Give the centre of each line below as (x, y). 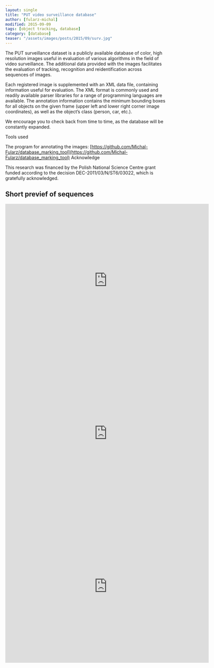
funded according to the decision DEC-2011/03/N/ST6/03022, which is (79, 173)
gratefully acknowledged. (32, 178)
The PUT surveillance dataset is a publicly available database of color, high (84, 53)
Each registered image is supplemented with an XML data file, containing (82, 84)
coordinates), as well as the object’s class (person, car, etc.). (69, 111)
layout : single (21, 10)
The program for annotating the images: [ (49, 146)
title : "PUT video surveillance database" (51, 15)
